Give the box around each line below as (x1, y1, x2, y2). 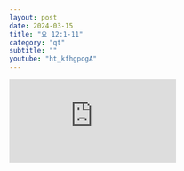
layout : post (9, 12, 58, 22)
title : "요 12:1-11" (9, 29, 84, 38)
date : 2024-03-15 (9, 21, 74, 30)
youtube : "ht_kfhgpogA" (9, 54, 98, 63)
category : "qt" (9, 37, 66, 47)
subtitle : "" (9, 46, 58, 55)
